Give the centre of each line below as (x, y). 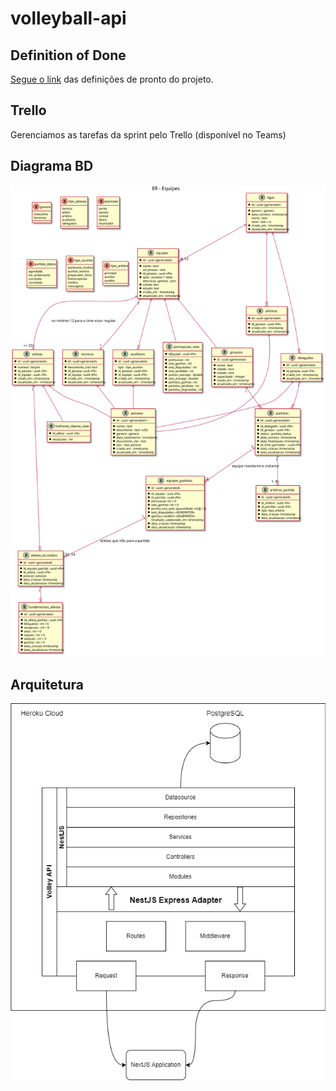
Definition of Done (68, 55)
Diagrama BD (52, 166)
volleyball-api (68, 18)
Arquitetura (47, 684)
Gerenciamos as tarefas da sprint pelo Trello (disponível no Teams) (148, 134)
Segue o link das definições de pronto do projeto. (112, 79)
